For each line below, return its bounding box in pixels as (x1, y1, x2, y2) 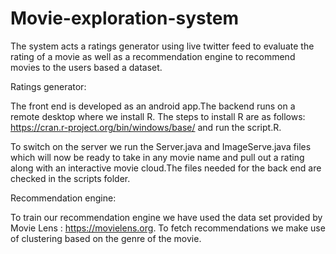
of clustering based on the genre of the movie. (10, 232, 202, 244)
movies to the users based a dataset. (10, 61, 163, 73)
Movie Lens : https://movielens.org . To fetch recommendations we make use (10, 222, 326, 234)
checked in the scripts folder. (10, 172, 131, 184)
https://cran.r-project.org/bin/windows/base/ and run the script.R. (10, 121, 282, 133)
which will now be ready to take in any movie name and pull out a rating (10, 151, 305, 163)
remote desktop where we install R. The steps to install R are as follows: (10, 110, 306, 122)
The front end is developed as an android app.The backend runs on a (10, 100, 296, 112)
